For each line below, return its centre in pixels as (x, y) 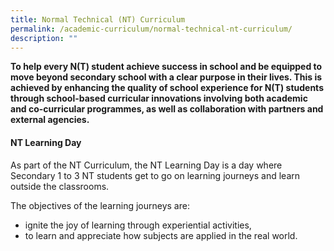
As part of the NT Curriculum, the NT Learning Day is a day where (146, 165)
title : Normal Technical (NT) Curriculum (98, 19)
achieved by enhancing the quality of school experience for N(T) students (167, 88)
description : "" (44, 38)
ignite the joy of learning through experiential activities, (138, 225)
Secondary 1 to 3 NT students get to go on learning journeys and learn (155, 175)
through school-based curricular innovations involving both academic (159, 98)
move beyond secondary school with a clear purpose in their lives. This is (166, 77)
